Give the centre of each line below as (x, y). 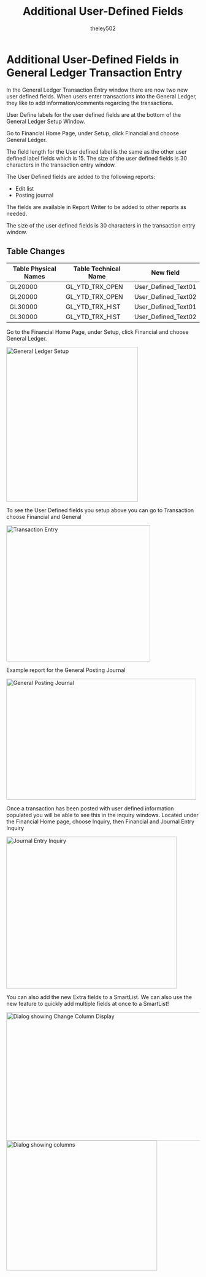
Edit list (25, 188)
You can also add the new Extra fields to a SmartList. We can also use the (99, 997)
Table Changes (36, 251)
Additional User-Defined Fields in (93, 59)
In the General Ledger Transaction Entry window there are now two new (97, 90)
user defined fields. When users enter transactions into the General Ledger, (102, 96)
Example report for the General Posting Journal (66, 670)
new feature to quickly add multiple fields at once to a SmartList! (88, 1003)
